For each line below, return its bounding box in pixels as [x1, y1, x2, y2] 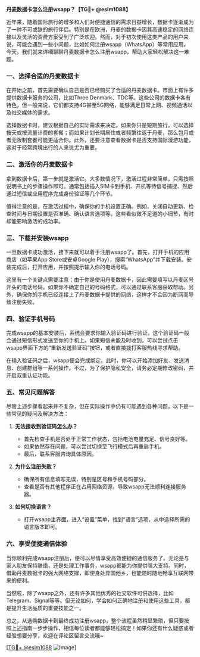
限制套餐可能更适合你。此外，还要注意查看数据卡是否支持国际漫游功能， [16, 136, 194, 144]
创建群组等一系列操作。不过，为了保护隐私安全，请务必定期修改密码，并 [16, 365, 194, 372]
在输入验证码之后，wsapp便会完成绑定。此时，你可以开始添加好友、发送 [6, 357, 185, 364]
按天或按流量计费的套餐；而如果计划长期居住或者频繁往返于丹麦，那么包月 [6, 129, 189, 136]
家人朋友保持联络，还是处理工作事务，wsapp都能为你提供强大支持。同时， [6, 562, 189, 569]
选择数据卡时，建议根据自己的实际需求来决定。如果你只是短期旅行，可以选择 [6, 122, 194, 129]
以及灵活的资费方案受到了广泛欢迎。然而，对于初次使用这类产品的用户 [11, 33, 183, 41]
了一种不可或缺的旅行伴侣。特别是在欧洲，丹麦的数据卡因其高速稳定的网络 [6, 26, 189, 33]
